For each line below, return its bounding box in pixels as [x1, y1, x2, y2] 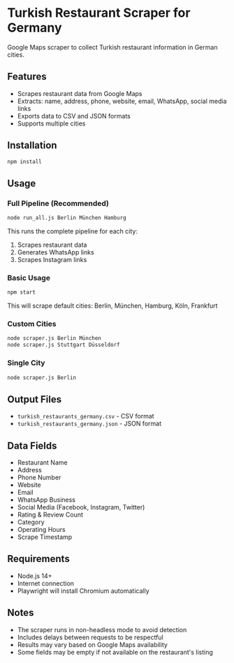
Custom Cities [7, 319, 57, 329]
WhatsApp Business [17, 495, 75, 504]
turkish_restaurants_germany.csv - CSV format [17, 412, 155, 421]
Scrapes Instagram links [17, 256, 87, 264]
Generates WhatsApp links [17, 248, 94, 257]
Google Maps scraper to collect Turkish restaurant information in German [7, 43, 218, 51]
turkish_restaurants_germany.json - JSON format [17, 419, 162, 428]
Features [7, 71, 47, 83]
